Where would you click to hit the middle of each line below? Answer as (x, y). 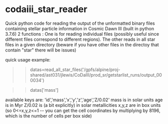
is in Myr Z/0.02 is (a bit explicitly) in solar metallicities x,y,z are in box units (83, 105)
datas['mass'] (44, 90)
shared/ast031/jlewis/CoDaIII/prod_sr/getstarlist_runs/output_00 (96, 75)
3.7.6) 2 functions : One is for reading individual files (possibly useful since (82, 34)
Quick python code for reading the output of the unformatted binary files (80, 23)
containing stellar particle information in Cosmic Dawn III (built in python (80, 28)
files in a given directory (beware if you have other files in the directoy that (82, 44)
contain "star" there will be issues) (41, 50)
